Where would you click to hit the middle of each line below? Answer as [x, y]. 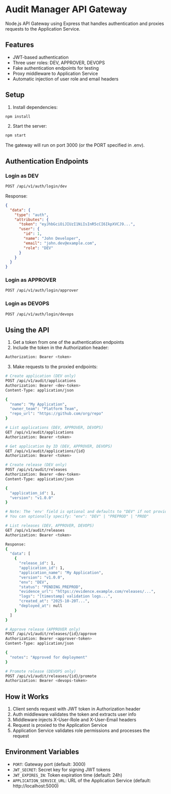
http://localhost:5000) [36, 786]
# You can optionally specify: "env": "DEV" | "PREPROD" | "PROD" [77, 516]
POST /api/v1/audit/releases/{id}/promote [51, 676]
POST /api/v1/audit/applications [41, 381]
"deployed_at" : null [40, 606]
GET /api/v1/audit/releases [35, 530]
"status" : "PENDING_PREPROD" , [51, 587]
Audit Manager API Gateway [66, 9]
